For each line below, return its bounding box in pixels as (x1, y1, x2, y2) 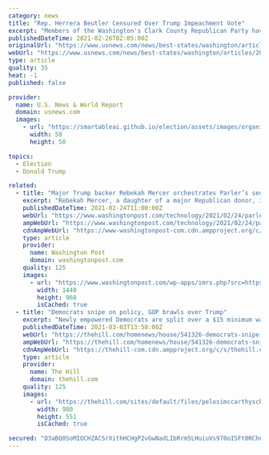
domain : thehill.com (29, 376, 98, 384)
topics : (8, 152, 34, 160)
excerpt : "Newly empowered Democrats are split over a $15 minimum (22, 316, 252, 324)
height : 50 (29, 138, 66, 146)
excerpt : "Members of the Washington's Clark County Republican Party (8, 26, 249, 34)
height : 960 (37, 293, 78, 301)
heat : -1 (8, 71, 38, 79)
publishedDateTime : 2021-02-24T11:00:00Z (22, 204, 163, 212)
